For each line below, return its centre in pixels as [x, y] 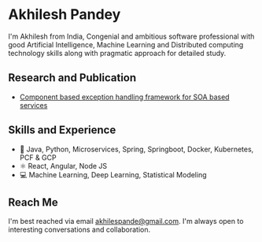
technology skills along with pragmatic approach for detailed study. [117, 53]
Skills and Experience [62, 130]
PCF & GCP [38, 157]
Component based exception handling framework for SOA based [124, 97]
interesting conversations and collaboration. [79, 229]
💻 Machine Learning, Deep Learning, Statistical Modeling [113, 174]
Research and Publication [72, 78]
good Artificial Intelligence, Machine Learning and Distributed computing [126, 44]
